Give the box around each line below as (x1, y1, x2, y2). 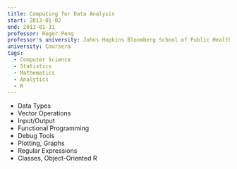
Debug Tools (17, 132, 55, 140)
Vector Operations (17, 109, 71, 118)
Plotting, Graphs (17, 139, 65, 148)
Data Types (17, 101, 51, 110)
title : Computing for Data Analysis (7, 10, 115, 18)
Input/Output (17, 117, 55, 125)
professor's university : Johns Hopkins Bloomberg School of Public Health (7, 37, 232, 44)
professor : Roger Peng (7, 30, 74, 37)
